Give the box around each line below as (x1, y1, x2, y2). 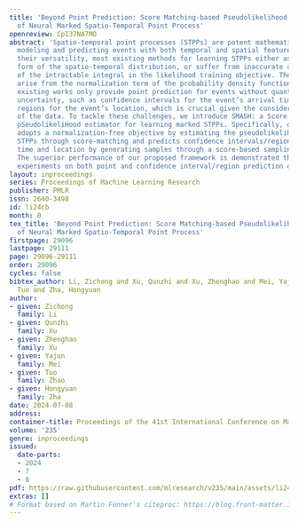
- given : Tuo (9, 368, 58, 377)
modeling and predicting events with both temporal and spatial (17, 46, 260, 55)
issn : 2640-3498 (9, 194, 69, 204)
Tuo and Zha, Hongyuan (17, 285, 101, 294)
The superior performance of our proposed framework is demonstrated (17, 153, 279, 162)
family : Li (17, 310, 58, 320)
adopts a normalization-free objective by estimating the (17, 129, 237, 138)
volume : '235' (9, 425, 62, 435)
